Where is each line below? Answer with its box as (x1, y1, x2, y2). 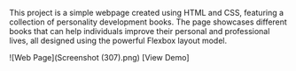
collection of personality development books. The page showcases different (9, 17, 288, 27)
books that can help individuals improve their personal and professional (9, 26, 270, 36)
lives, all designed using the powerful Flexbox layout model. (9, 35, 228, 46)
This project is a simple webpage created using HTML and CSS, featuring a (9, 8, 284, 18)
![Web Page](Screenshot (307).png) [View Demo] (9, 53, 190, 62)
